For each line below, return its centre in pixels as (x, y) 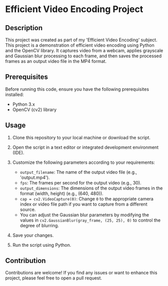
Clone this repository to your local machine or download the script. (81, 137)
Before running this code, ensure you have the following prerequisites (77, 89)
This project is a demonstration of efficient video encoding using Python (80, 45)
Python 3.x (24, 104)
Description (24, 28)
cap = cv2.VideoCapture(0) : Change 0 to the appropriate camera (87, 199)
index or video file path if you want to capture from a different (83, 204)
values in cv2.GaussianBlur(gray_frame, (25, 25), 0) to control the (90, 220)
